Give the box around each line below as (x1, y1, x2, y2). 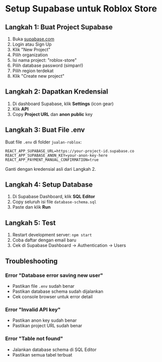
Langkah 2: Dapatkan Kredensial (5, 88, 108, 96)
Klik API (12, 106, 29, 112)
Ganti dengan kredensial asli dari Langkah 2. (5, 166, 96, 172)
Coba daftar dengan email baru (12, 237, 77, 243)
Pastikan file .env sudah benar (12, 283, 75, 289)
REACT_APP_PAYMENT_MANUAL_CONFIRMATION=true (5, 157, 99, 162)
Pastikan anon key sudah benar (12, 317, 77, 324)
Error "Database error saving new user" (5, 272, 103, 279)
